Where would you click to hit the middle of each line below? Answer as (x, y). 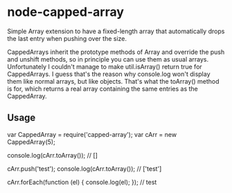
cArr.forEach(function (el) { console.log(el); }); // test (82, 182)
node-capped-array (66, 12)
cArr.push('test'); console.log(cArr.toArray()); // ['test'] (84, 168)
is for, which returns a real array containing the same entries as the (103, 89)
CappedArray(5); (31, 142)
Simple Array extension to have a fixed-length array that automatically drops (116, 31)
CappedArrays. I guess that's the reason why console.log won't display (109, 74)
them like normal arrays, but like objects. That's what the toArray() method (113, 81)
